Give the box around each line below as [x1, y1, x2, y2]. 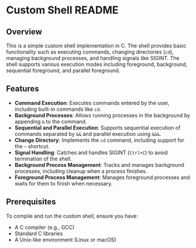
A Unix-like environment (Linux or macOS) [14, 236, 116, 243]
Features [6, 84, 39, 94]
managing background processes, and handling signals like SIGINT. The [6, 55, 180, 61]
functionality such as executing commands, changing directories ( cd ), [6, 48, 174, 55]
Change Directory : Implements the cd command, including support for [14, 137, 185, 144]
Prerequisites [6, 197, 56, 207]
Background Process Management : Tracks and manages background [14, 161, 184, 168]
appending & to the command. [14, 118, 87, 125]
